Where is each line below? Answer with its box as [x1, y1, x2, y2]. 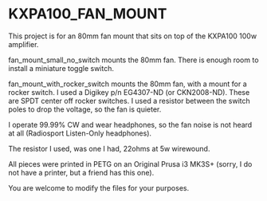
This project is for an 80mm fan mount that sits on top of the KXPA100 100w [8, 31, 257, 41]
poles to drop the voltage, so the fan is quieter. [8, 104, 162, 114]
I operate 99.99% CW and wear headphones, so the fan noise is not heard [8, 120, 253, 129]
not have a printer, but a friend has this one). [8, 167, 155, 177]
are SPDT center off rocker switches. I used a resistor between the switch [8, 96, 251, 105]
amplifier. [8, 39, 39, 49]
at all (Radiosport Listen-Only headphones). [8, 128, 152, 138]
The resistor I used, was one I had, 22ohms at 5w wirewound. [8, 144, 210, 153]
